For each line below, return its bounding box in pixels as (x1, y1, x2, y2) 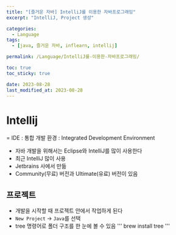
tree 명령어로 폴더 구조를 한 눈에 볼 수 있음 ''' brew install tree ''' (15, 222, 171, 230)
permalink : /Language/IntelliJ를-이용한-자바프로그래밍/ (6, 54, 140, 60)
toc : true (6, 65, 32, 71)
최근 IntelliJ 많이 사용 (15, 155, 66, 162)
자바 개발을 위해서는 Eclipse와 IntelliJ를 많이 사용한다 (15, 147, 143, 154)
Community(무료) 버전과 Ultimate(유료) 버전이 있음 (15, 170, 138, 178)
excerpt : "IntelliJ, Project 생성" (6, 15, 94, 21)
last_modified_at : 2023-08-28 (6, 87, 83, 93)
